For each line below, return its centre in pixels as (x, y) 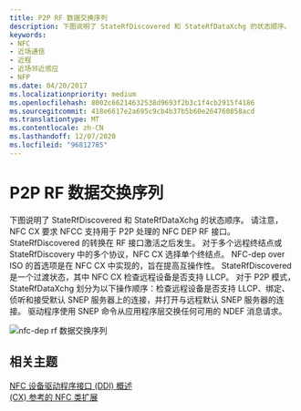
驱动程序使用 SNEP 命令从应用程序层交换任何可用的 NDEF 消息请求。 (157, 311)
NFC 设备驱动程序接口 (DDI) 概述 (71, 385)
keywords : (28, 35)
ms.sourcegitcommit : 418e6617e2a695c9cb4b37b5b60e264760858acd (132, 111)
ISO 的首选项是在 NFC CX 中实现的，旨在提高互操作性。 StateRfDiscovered (150, 265)
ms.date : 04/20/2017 (49, 86)
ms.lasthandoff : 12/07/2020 (63, 137)
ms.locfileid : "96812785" (58, 145)
